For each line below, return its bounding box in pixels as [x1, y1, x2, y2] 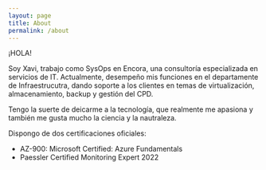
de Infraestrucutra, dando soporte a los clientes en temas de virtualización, [8, 81, 255, 90]
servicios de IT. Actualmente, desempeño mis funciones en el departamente [8, 73, 259, 82]
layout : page [8, 11, 52, 20]
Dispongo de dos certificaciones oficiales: [8, 128, 147, 138]
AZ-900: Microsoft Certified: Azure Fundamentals [19, 144, 183, 154]
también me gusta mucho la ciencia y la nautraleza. [8, 113, 177, 123]
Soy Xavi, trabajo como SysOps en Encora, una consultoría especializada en [8, 64, 259, 73]
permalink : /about [8, 26, 69, 34]
